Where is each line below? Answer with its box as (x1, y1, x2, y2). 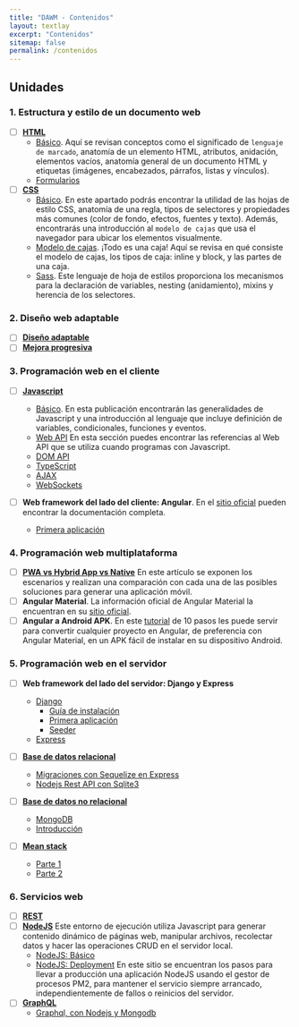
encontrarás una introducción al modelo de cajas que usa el (35, 223, 257, 233)
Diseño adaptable (21, 332, 90, 343)
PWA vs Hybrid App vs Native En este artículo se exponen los (21, 567, 253, 578)
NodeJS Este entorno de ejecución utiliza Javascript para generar (21, 921, 267, 931)
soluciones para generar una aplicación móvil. (21, 587, 192, 598)
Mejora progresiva (21, 342, 92, 353)
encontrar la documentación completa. (21, 506, 166, 517)
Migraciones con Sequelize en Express (35, 768, 180, 779)
